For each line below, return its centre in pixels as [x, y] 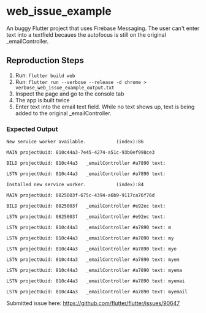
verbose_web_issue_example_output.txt [65, 88]
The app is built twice [43, 100]
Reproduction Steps [45, 60]
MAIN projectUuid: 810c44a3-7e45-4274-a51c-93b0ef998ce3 [81, 153]
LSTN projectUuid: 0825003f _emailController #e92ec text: [86, 217]
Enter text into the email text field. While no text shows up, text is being [105, 107]
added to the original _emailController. [63, 113]
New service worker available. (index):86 [75, 142]
